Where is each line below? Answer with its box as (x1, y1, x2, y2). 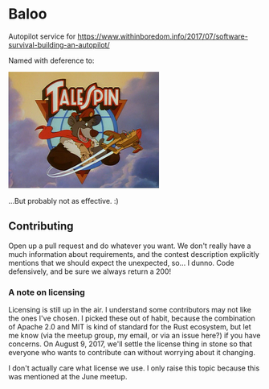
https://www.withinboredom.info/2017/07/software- (77, 31, 249, 41)
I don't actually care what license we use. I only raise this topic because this (8, 363, 260, 373)
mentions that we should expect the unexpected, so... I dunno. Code (8, 258, 234, 267)
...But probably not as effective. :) (8, 196, 119, 205)
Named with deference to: (8, 56, 95, 65)
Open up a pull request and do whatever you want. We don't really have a (8, 241, 251, 250)
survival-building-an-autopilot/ (8, 39, 110, 49)
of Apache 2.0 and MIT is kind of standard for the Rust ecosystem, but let (8, 322, 251, 332)
